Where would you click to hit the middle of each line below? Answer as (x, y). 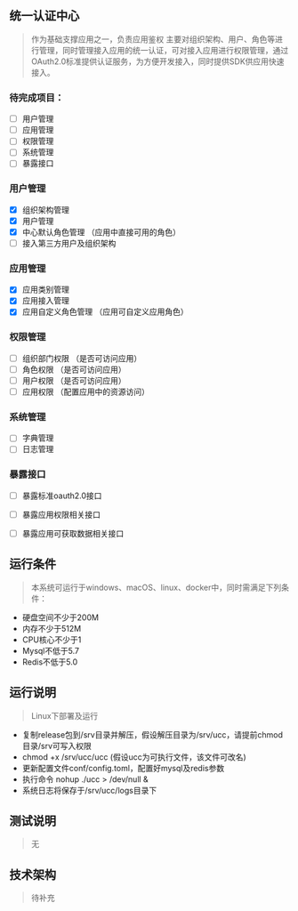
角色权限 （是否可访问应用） (74, 369)
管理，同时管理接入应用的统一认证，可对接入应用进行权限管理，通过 (164, 50)
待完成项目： (37, 98)
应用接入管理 (45, 301)
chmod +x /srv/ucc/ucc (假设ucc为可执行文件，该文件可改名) (134, 757)
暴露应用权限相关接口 (61, 514)
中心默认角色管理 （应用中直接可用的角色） (101, 232)
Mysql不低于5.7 (51, 650)
